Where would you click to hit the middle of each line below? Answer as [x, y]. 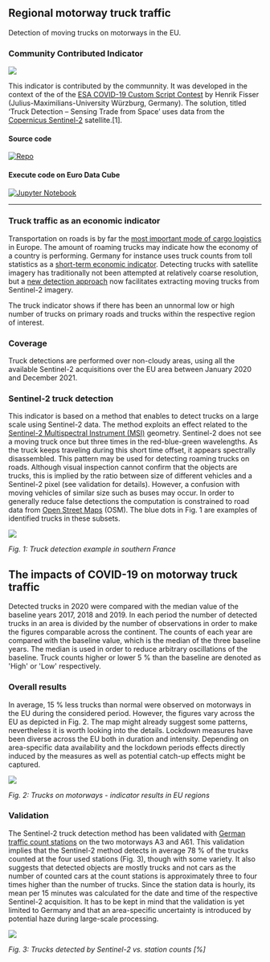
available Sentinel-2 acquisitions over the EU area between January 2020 [130, 370]
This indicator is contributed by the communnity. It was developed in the [128, 86]
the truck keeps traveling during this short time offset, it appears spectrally [132, 450]
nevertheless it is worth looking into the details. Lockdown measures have [131, 730]
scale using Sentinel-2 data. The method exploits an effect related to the [128, 424]
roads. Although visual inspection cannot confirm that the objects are [123, 467]
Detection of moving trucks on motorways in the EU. [95, 32]
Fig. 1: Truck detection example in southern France [92, 549]
